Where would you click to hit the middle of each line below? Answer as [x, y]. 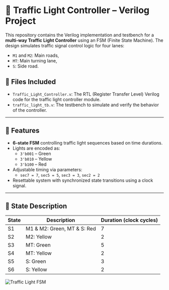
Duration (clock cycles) [130, 220]
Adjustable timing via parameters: [47, 169]
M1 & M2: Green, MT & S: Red [61, 229]
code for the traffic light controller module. [57, 99]
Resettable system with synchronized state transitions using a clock [83, 180]
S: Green [36, 261]
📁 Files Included [31, 82]
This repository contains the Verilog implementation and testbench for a [80, 35]
